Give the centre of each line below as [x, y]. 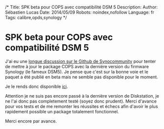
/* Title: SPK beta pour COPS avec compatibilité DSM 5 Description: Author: [82, 7]
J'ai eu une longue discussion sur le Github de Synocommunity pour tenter [81, 61]
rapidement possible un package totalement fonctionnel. [62, 111]
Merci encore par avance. [31, 121]
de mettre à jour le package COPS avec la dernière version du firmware [77, 66]
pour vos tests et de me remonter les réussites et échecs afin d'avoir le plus [82, 106]
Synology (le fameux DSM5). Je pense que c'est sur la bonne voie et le [77, 72]
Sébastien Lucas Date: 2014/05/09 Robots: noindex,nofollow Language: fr [80, 12]
